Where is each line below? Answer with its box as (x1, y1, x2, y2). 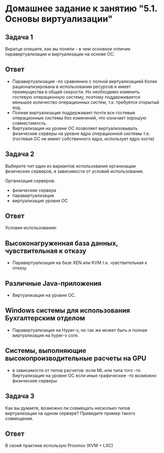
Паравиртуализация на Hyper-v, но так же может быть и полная (12, 327, 147, 333)
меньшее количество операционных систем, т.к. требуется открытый (12, 99, 160, 105)
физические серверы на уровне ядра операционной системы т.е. (12, 131, 150, 136)
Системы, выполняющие (5, 346, 87, 355)
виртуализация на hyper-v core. (12, 332, 79, 338)
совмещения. (5, 415, 33, 421)
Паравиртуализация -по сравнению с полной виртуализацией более (12, 78, 158, 84)
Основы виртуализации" (5, 13, 113, 25)
